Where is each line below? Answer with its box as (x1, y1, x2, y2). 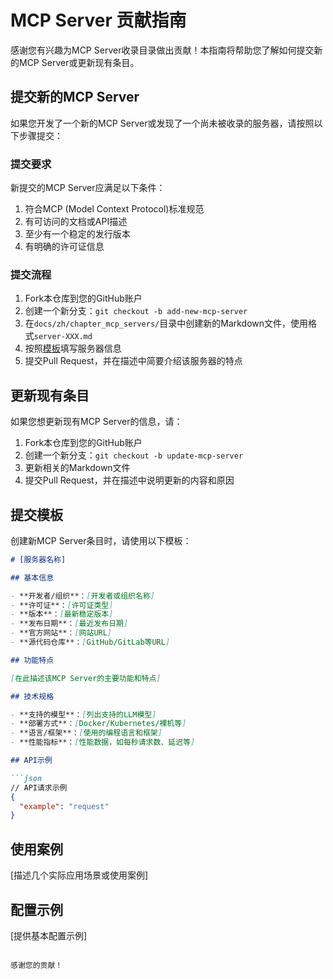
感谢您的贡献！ (10, 960, 63, 970)
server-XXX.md (33, 332, 93, 342)
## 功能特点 (10, 655, 55, 665)
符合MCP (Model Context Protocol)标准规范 (24, 203, 205, 215)
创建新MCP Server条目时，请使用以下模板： (10, 534, 192, 546)
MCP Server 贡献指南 (10, 9, 187, 32)
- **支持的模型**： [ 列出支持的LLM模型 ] (10, 709, 157, 720)
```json (10, 773, 43, 783)
